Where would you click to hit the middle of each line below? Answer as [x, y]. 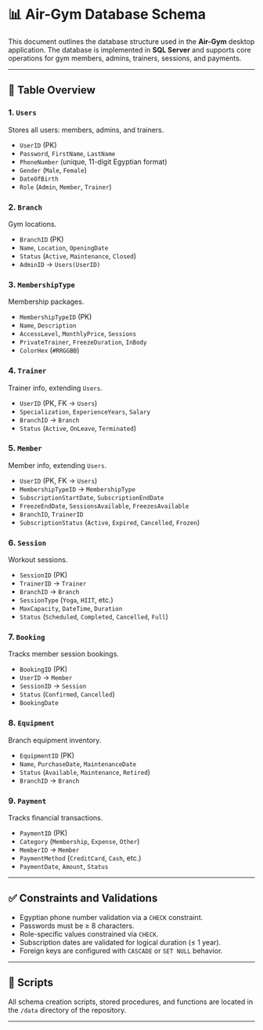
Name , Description [48, 325]
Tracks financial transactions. [56, 818]
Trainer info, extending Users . [56, 388]
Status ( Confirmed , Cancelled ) [67, 694]
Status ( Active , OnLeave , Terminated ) [78, 428]
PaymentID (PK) [43, 833]
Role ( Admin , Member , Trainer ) [65, 186]
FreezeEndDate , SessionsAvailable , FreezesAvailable [104, 506]
